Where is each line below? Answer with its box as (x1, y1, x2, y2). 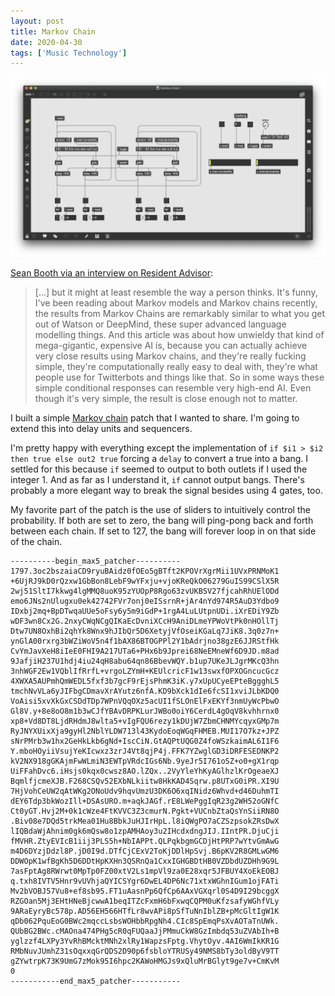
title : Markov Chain (10, 26, 97, 37)
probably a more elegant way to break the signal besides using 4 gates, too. (10, 484, 323, 496)
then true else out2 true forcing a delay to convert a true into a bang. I (10, 452, 309, 464)
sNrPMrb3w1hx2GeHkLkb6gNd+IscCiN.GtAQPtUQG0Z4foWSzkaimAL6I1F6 (10, 736, 280, 746)
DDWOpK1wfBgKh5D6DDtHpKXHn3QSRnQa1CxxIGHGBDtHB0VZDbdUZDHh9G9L (10, 856, 280, 866)
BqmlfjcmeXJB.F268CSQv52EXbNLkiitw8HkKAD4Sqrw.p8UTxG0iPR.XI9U (10, 776, 280, 786)
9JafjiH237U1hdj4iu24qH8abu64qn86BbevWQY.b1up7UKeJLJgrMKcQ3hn (10, 656, 280, 666)
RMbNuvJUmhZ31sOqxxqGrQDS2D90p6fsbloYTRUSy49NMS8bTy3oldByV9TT (10, 946, 280, 956)
